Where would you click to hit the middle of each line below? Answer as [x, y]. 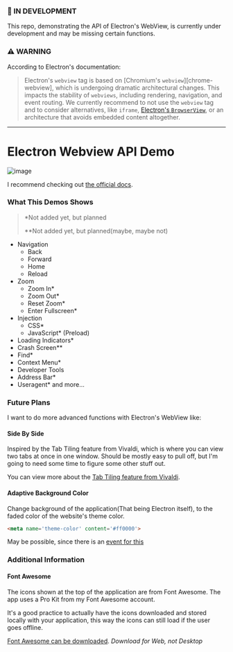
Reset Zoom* [46, 303]
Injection [30, 318]
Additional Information [46, 560]
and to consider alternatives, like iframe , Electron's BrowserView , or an [124, 110]
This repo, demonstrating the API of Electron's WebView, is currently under [114, 26]
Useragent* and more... [51, 384]
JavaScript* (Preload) [59, 333]
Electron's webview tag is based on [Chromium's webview [104, 80]
